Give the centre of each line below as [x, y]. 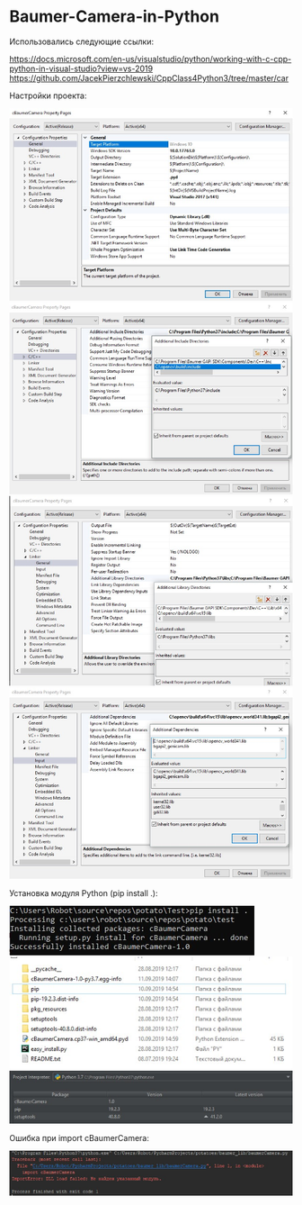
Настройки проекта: [48, 95]
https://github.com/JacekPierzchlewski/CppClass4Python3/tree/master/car [149, 77]
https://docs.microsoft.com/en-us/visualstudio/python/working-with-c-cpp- [151, 59]
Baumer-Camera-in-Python [115, 17]
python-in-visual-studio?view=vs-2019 [81, 68]
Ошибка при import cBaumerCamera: [80, 1138]
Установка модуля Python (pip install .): [84, 892]
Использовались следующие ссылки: [82, 41]
